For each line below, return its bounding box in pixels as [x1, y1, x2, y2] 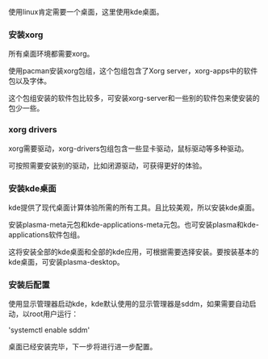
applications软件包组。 [8, 229, 85, 240]
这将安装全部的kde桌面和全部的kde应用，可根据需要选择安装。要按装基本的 [8, 247, 260, 257]
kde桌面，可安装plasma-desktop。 [8, 257, 125, 266]
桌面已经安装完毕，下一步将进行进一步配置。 [8, 342, 157, 352]
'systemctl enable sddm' [8, 325, 90, 335]
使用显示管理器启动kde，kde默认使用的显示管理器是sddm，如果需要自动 [8, 299, 250, 309]
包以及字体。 [8, 76, 51, 86]
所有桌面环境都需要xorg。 [8, 49, 94, 59]
